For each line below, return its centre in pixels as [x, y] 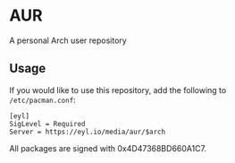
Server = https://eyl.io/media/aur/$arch [88, 132]
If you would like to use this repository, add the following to [118, 90]
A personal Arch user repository [68, 40]
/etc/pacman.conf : [42, 99]
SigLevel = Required [48, 124]
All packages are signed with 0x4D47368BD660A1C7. [108, 148]
